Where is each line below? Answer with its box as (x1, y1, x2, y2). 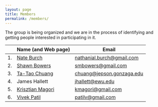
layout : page (5, 7, 32, 12)
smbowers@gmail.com (74, 62, 127, 69)
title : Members (5, 12, 36, 17)
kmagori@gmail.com (74, 86, 122, 93)
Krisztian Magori (17, 86, 54, 93)
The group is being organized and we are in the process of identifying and (5, 30, 154, 36)
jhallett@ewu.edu (74, 78, 115, 85)
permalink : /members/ (5, 16, 49, 21)
